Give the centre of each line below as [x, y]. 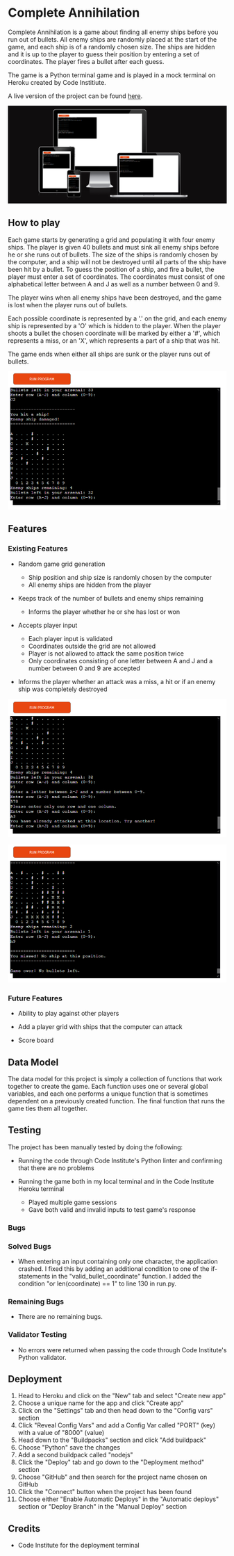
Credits [24, 1529]
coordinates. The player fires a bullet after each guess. [86, 61]
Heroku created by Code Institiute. [57, 82]
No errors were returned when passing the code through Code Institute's [122, 1350]
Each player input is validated [70, 638]
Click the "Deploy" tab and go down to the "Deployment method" [111, 1462]
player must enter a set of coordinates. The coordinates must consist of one [116, 277]
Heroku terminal [41, 1189]
